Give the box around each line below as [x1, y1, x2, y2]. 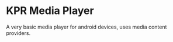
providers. [6, 29, 31, 36]
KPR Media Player [6, 4, 95, 17]
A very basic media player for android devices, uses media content [6, 23, 167, 30]
